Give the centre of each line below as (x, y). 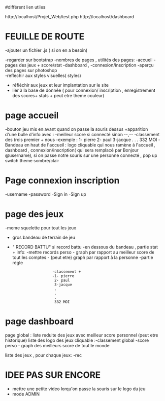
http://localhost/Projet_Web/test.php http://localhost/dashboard (70, 17)
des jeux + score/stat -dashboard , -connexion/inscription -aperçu (86, 65)
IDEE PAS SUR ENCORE (53, 375)
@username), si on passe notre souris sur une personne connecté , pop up (81, 155)
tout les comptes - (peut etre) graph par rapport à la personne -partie (83, 257)
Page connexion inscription (62, 181)
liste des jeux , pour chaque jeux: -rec (44, 355)
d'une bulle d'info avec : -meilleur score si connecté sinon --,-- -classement (82, 134)
